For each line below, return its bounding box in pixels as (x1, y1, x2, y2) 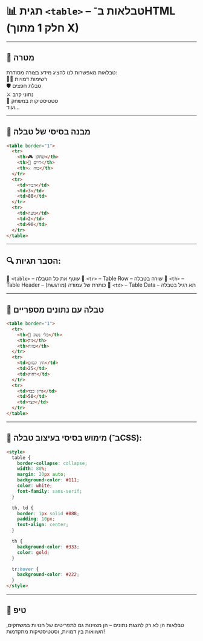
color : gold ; (17, 549, 50, 556)
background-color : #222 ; (17, 571, 80, 578)
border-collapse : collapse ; (17, 460, 88, 466)
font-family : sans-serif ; (17, 488, 83, 494)
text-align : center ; (17, 522, 69, 528)
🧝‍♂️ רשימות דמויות (6, 75, 47, 82)
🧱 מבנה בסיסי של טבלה (6, 127, 91, 137)
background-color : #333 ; (17, 544, 80, 550)
